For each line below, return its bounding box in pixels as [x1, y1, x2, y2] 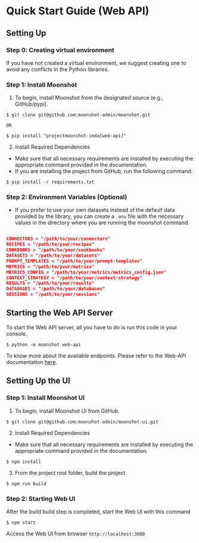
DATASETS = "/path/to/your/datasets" [6, 252, 100, 259]
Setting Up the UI [6, 376, 70, 386]
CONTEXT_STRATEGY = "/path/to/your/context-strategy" [6, 274, 143, 281]
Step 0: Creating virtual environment [6, 46, 114, 54]
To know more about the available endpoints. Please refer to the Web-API [6, 352, 186, 359]
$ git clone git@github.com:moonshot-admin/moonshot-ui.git [6, 419, 159, 425]
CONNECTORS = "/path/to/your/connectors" [6, 236, 111, 242]
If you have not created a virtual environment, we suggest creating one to [6, 59, 186, 66]
